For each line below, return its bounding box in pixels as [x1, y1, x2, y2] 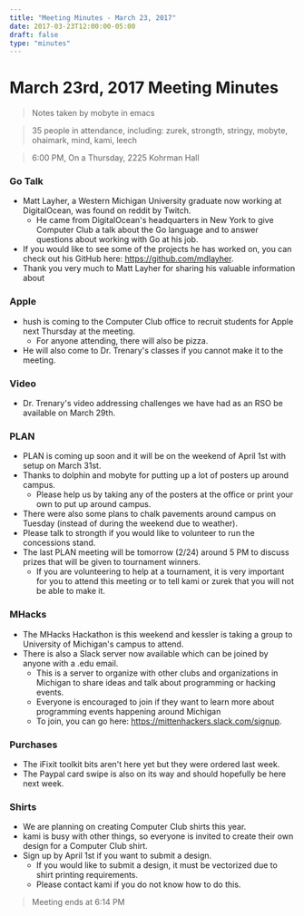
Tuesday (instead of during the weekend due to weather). [22, 518, 239, 529]
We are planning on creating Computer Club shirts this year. [22, 822, 247, 833]
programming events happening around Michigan [35, 706, 221, 716]
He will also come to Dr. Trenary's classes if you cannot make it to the [22, 345, 284, 356]
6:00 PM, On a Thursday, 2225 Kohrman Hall [31, 152, 200, 163]
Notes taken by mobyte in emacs [31, 108, 155, 119]
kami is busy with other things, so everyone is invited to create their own [22, 831, 294, 842]
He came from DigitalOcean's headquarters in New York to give [35, 215, 274, 226]
